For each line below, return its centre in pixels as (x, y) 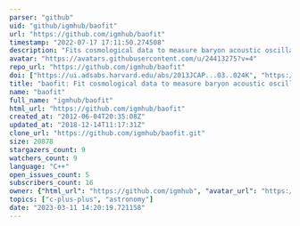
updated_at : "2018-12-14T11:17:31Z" (77, 125)
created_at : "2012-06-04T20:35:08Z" (77, 117)
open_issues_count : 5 (50, 174)
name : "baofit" (37, 92)
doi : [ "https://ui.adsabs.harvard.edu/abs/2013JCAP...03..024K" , (133, 76)
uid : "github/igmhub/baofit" (63, 26)
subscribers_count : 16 (51, 183)
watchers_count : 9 (43, 158)
